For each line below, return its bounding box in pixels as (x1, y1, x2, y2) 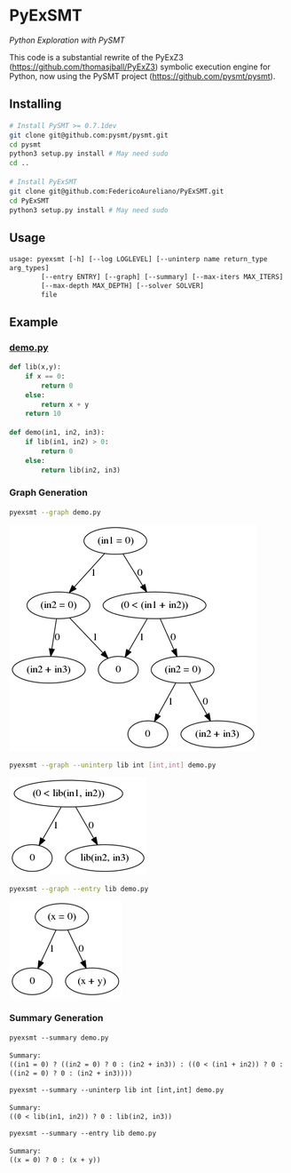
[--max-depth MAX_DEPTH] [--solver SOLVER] (41, 282, 204, 291)
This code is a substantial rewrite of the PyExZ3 (9, 52, 184, 62)
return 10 (25, 410, 62, 419)
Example (9, 315, 59, 330)
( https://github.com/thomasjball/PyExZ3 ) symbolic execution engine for (9, 61, 271, 72)
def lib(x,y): (9, 363, 62, 371)
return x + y (41, 400, 90, 409)
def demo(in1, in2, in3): (9, 428, 105, 437)
